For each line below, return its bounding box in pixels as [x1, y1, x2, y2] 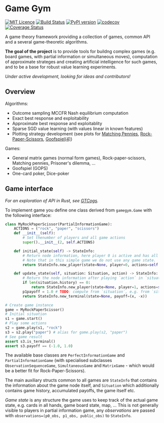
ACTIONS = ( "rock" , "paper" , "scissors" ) [14, 226, 99, 231]
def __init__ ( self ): [14, 231, 56, 236]
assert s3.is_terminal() [5, 339, 56, 344]
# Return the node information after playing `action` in [22, 275, 143, 281]
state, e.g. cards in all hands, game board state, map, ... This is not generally [5, 402, 159, 408]
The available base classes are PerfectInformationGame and [5, 352, 125, 358]
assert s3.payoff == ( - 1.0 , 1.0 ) [5, 343, 73, 348]
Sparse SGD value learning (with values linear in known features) [12, 126, 143, 131]
